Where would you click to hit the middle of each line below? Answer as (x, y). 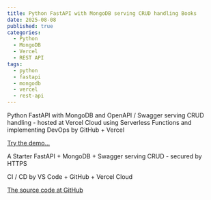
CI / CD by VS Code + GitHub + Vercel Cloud (70, 177)
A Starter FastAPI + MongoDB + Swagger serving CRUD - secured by (105, 156)
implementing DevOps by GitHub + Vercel (66, 130)
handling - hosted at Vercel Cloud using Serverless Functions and (99, 123)
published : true (30, 26)
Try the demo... (28, 143)
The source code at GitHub (45, 190)
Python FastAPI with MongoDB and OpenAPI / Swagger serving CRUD (105, 115)
